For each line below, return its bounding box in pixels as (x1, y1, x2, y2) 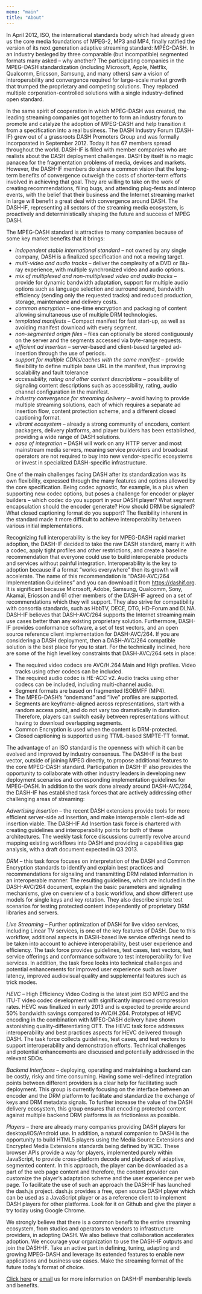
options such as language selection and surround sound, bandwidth (14, 285, 185, 292)
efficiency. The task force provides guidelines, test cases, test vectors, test (6, 946, 193, 954)
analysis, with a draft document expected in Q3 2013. (6, 845, 139, 853)
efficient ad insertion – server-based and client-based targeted (14, 343, 172, 350)
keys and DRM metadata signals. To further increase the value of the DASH (6, 1098, 193, 1106)
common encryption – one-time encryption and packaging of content (14, 304, 187, 312)
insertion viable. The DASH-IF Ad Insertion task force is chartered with (6, 820, 181, 827)
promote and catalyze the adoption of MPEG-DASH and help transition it (6, 120, 186, 127)
